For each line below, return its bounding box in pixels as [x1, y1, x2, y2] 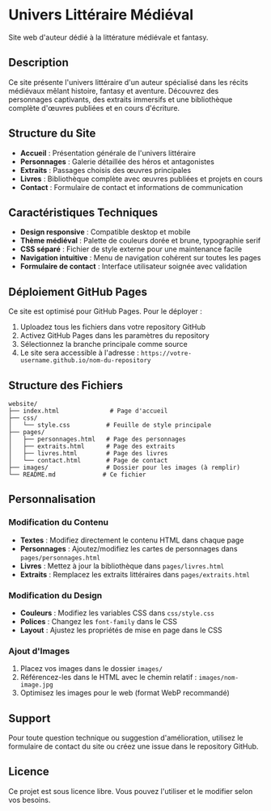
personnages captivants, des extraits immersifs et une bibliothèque [8, 95, 233, 104]
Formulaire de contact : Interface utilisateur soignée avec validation [19, 261, 248, 272]
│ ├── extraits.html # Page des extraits [8, 442, 176, 450]
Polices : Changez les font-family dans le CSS [19, 616, 178, 626]
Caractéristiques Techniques [8, 205, 159, 219]
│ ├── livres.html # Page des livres [8, 450, 168, 458]
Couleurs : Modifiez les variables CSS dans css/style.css [19, 608, 214, 618]
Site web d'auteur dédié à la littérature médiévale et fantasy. [8, 32, 209, 42]
